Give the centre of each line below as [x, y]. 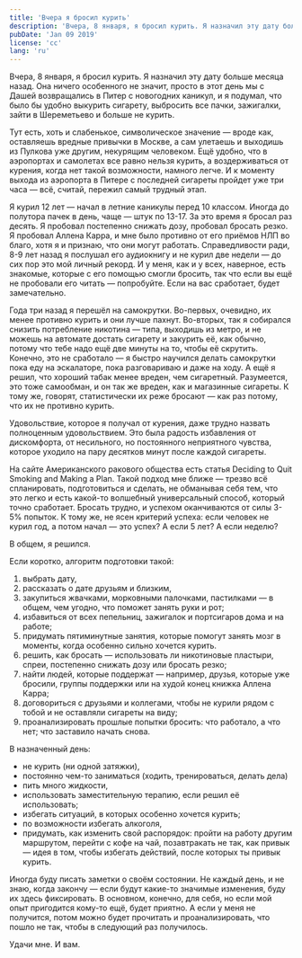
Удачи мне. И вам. [45, 945]
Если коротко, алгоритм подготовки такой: [92, 562]
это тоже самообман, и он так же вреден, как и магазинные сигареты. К [149, 386]
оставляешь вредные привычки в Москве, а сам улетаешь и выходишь [147, 142]
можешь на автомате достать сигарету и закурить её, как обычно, [138, 339]
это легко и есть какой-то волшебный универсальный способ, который [147, 498]
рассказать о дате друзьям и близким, [97, 589]
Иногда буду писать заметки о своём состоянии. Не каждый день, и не [147, 879]
